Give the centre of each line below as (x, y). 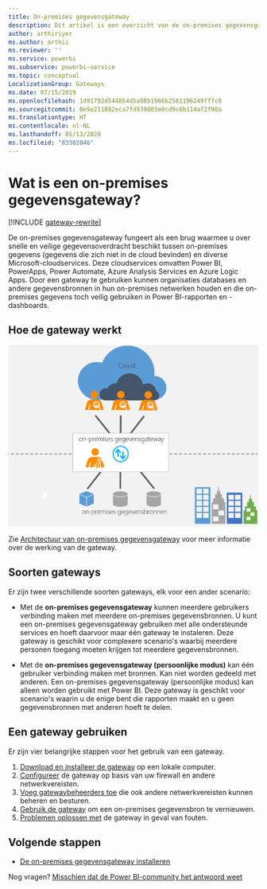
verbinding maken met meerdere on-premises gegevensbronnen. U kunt (138, 615)
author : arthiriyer (41, 33)
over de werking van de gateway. (63, 548)
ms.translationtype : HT (48, 118)
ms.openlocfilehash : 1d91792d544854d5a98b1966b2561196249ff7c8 (115, 101)
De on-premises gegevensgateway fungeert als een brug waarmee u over (129, 237)
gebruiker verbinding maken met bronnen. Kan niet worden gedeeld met (138, 673)
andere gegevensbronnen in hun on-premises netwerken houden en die (126, 288)
